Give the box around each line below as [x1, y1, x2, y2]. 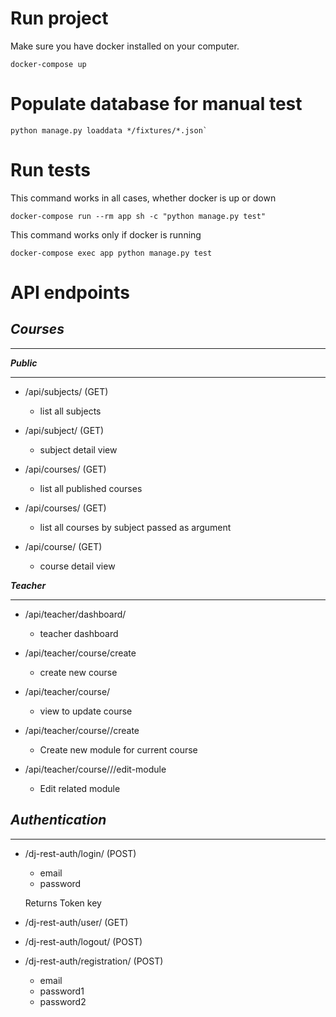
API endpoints [10, 282, 130, 304]
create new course [39, 666, 118, 678]
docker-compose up [10, 59, 87, 69]
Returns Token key [24, 897, 102, 909]
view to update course [39, 705, 133, 717]
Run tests [10, 159, 91, 182]
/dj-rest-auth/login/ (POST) [24, 847, 137, 859]
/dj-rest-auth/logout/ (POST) [24, 935, 143, 947]
